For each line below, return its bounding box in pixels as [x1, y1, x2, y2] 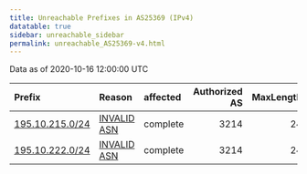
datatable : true [9, 22, 71, 31]
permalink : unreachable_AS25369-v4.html [9, 38, 166, 48]
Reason [99, 91, 132, 104]
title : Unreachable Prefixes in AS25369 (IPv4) [9, 13, 195, 23]
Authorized [193, 86, 244, 98]
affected [143, 91, 182, 104]
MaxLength [251, 91, 303, 104]
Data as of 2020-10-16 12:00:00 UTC [9, 64, 149, 75]
